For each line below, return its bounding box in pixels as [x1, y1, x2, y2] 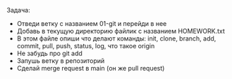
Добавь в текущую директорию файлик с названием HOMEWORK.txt [16, 27, 225, 35]
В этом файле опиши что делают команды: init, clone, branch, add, [16, 34, 216, 43]
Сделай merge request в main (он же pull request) [16, 64, 165, 72]
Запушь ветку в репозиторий [16, 57, 105, 65]
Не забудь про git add [16, 49, 83, 57]
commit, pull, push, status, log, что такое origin [16, 42, 155, 50]
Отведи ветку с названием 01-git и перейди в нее [16, 20, 167, 27]
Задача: [6, 6, 30, 14]
